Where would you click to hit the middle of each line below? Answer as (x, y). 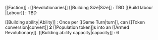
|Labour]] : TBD (21, 13)
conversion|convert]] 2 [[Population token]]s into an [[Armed (67, 27)
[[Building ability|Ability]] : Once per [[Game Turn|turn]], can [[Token (75, 22)
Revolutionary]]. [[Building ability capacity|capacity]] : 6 (62, 32)
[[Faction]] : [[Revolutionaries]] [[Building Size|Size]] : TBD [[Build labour (79, 8)
